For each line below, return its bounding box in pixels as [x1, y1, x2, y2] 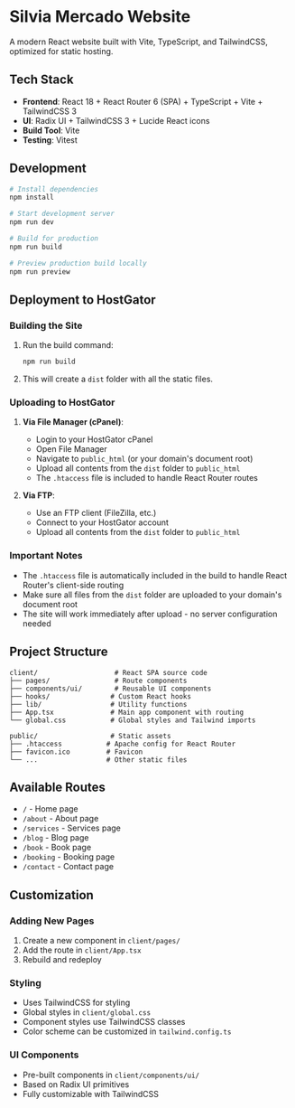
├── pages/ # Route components [9, 676, 188, 685]
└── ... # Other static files [9, 755, 188, 765]
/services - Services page [22, 822, 122, 833]
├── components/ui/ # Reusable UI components [9, 684, 212, 693]
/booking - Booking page [22, 851, 115, 862]
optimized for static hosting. [9, 45, 114, 56]
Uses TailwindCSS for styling [22, 997, 131, 1009]
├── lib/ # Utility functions [9, 700, 188, 709]
